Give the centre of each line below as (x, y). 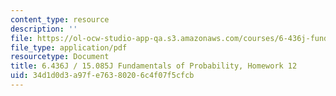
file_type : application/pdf (69, 47)
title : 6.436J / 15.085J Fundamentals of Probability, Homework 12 (154, 66)
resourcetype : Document (60, 57)
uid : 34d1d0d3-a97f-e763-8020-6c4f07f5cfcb (102, 76)
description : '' (44, 29)
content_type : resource (60, 19)
